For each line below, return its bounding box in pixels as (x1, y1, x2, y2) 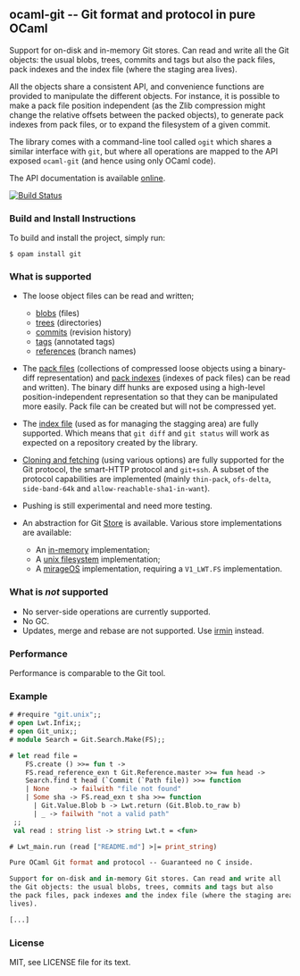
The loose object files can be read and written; (21, 290, 195, 302)
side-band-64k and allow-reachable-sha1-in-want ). (21, 483, 211, 494)
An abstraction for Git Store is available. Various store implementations (21, 518, 283, 529)
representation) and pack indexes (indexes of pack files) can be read (37, 372, 291, 383)
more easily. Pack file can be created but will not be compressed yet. (21, 401, 277, 412)
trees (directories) (35, 317, 103, 329)
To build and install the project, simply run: (9, 232, 166, 244)
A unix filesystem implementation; (35, 554, 161, 565)
